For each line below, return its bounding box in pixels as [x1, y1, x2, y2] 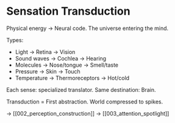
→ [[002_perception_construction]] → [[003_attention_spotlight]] [6, 110, 170, 117]
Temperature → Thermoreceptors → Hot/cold [15, 74, 130, 81]
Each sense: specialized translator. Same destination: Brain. [6, 86, 157, 93]
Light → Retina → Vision [15, 48, 76, 56]
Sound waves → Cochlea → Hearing [15, 54, 107, 62]
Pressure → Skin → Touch [15, 67, 80, 75]
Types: [6, 36, 24, 43]
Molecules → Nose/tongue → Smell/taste [15, 61, 119, 69]
